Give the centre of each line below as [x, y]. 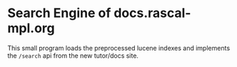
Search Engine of [59, 13]
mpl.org [31, 28]
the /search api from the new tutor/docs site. [73, 56]
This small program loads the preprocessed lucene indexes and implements [119, 48]
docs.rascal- [152, 13]
